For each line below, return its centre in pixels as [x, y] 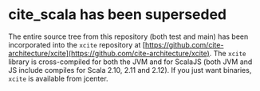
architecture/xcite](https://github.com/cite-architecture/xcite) [109, 53]
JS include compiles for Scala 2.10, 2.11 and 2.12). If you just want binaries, [130, 70]
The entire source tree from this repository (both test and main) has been [128, 36]
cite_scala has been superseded [118, 15]
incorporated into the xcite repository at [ [77, 44]
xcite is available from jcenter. [59, 78]
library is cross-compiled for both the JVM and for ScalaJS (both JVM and [130, 62]
